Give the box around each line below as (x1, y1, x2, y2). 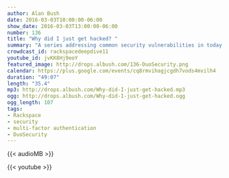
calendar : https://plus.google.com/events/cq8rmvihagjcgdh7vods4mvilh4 (7, 67, 216, 74)
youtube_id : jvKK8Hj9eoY (7, 55, 78, 62)
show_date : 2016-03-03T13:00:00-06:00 (7, 23, 118, 29)
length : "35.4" (7, 80, 51, 87)
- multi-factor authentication (7, 125, 97, 131)
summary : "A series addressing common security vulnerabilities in (7, 42, 204, 49)
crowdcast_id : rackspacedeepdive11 (7, 49, 109, 55)
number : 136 (7, 29, 41, 36)
